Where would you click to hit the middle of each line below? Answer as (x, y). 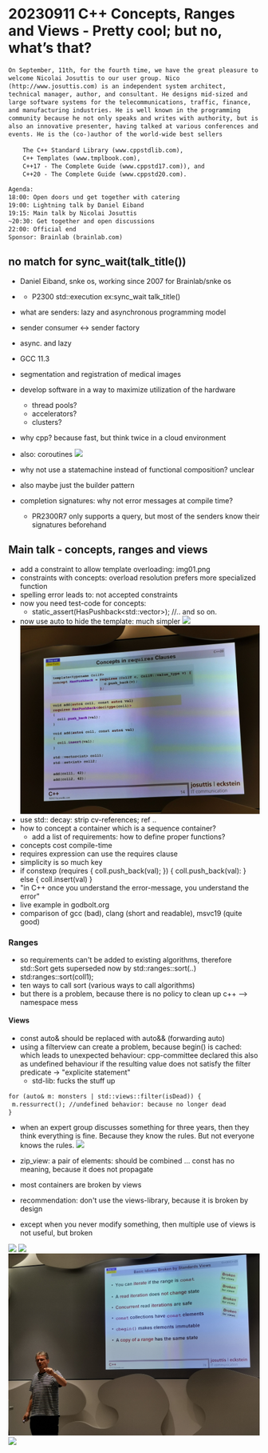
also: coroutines (46, 454)
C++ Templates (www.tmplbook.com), (82, 158)
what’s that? (50, 48)
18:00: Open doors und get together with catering (94, 197)
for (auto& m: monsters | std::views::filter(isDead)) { (105, 1097)
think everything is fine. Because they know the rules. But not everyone (137, 1136)
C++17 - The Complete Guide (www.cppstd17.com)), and (114, 166)
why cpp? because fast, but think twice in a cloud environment (123, 438)
